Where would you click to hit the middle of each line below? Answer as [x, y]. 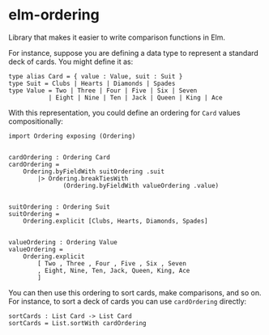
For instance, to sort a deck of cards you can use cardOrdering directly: [128, 301]
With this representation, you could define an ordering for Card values [124, 112]
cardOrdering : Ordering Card [60, 157]
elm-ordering [54, 15]
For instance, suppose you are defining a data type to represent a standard [134, 53]
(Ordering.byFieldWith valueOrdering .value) [141, 185]
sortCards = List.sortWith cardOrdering [78, 323]
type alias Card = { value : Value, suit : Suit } [96, 76]
